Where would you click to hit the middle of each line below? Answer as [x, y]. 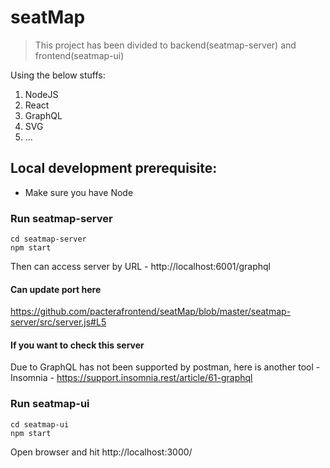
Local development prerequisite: [114, 168]
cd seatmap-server [48, 239]
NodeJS [41, 94]
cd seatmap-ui [40, 424]
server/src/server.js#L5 [58, 322]
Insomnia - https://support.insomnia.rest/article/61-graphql [131, 378]
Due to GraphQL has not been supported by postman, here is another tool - [165, 367]
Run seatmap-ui [50, 404]
